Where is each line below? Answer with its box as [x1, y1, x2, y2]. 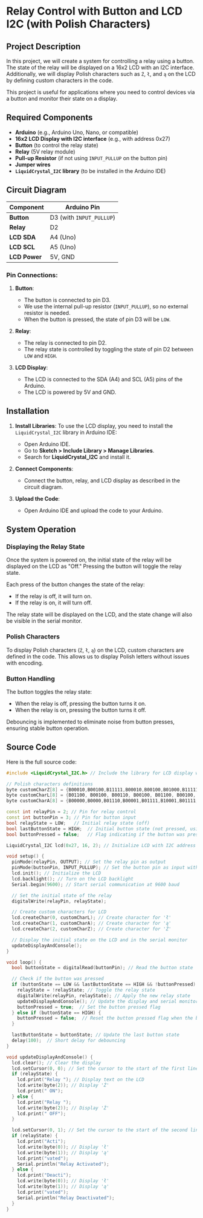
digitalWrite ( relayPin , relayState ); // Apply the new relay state [17, 992, 190, 999]
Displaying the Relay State [6, 543, 85, 551]
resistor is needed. [24, 309, 71, 316]
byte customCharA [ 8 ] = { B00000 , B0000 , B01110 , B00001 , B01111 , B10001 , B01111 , [6, 798, 199, 804]
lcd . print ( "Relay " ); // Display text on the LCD [17, 1077, 145, 1083]
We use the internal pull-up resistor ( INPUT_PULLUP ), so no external [24, 302, 188, 310]
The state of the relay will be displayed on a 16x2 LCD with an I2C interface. [6, 64, 195, 71]
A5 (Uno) [50, 243, 77, 251]
